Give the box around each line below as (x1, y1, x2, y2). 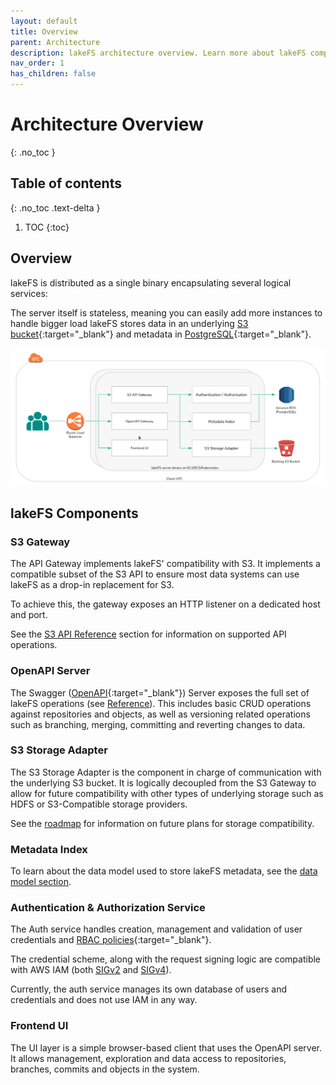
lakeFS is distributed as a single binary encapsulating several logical (10, 276, 292, 289)
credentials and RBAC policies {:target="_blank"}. (10, 934, 212, 946)
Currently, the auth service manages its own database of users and (10, 983, 287, 995)
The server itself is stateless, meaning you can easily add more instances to (10, 306, 323, 319)
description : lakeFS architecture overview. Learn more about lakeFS (10, 48, 307, 58)
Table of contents (10, 175, 122, 192)
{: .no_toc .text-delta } (10, 201, 101, 214)
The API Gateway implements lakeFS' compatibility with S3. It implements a (10, 558, 321, 570)
